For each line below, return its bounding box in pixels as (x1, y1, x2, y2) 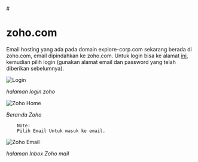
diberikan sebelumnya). (6, 65, 65, 72)
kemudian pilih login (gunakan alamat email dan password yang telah (6, 58, 176, 65)
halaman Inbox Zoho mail (6, 149, 69, 157)
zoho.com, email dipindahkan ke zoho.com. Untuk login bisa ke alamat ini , (6, 52, 188, 59)
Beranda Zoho (6, 111, 42, 118)
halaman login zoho (6, 88, 56, 95)
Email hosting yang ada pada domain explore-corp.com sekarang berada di (6, 45, 193, 53)
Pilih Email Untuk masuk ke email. (17, 128, 106, 134)
